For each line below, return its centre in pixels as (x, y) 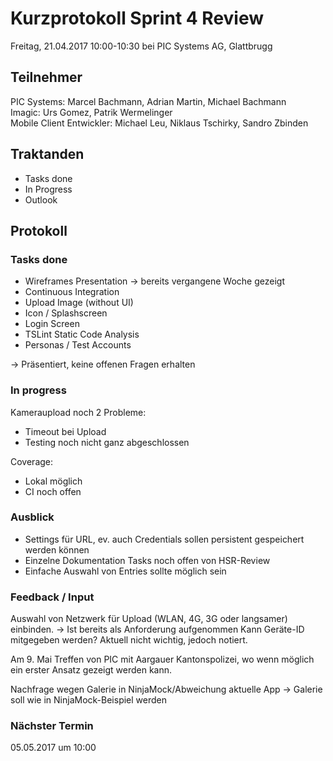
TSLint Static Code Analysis (82, 334)
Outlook (41, 199)
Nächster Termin (52, 726)
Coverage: (32, 461)
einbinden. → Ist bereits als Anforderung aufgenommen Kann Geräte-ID (157, 629)
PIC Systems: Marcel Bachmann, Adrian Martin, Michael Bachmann (148, 101)
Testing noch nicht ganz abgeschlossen (107, 442)
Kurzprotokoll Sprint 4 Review (137, 18)
